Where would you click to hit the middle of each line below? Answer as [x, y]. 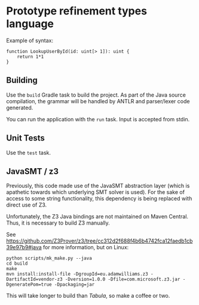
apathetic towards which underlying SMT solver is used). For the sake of [96, 192]
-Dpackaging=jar [74, 285]
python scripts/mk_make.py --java [49, 258]
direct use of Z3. [27, 205]
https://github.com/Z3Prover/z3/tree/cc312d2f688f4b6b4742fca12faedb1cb [99, 241]
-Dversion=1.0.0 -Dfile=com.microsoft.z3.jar [123, 279]
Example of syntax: [30, 40]
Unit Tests [25, 138]
